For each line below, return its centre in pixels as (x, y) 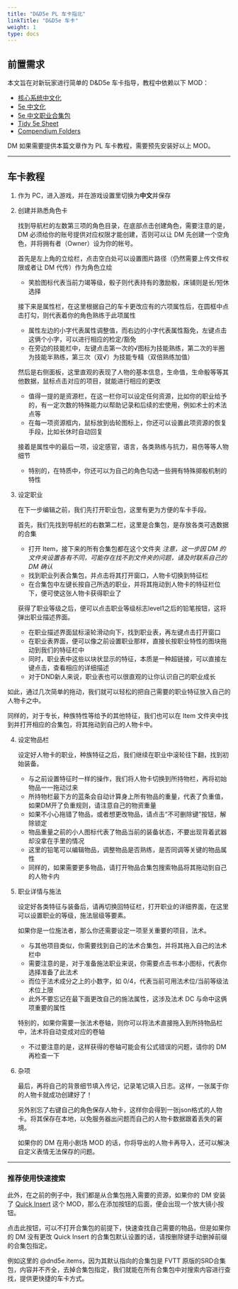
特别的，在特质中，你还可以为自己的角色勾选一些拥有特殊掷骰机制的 (127, 470)
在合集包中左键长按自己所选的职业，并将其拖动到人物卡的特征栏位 (124, 584)
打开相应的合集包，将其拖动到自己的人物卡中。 (88, 724)
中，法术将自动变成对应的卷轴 (61, 1031)
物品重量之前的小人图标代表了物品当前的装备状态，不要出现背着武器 (127, 832)
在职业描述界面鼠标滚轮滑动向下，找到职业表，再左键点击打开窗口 (124, 632)
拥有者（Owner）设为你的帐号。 (89, 243)
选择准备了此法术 (53, 972)
